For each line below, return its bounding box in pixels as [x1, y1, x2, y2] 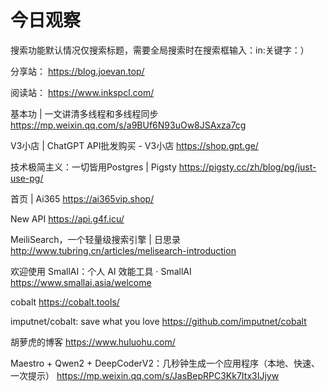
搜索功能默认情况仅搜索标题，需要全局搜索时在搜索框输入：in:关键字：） [10, 44, 310, 56]
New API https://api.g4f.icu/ [10, 212, 125, 225]
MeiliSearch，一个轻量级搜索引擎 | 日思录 [10, 233, 181, 245]
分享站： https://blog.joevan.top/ [10, 65, 145, 77]
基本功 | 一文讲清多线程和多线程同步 [10, 107, 159, 120]
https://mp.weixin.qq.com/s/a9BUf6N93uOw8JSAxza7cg [10, 119, 247, 131]
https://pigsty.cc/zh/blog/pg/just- [178, 161, 317, 173]
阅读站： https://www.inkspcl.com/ [10, 86, 155, 98]
